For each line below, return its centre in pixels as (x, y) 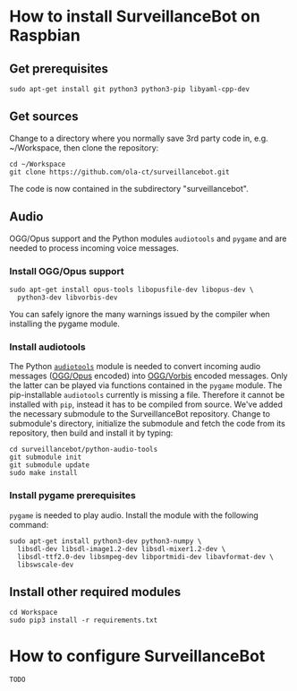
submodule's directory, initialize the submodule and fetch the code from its (148, 424)
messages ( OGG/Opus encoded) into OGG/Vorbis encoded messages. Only (148, 376)
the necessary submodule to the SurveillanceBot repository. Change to (140, 414)
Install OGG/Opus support (67, 271)
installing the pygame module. (65, 324)
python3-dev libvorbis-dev (68, 298)
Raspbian (45, 35)
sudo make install (43, 473)
